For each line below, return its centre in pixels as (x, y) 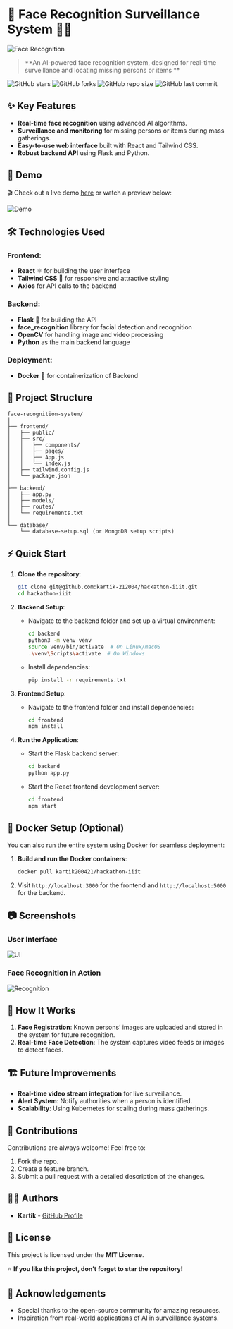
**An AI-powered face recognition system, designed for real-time (120, 62)
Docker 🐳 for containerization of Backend (78, 375)
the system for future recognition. (66, 1035)
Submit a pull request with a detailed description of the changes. (111, 1176)
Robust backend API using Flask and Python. (83, 153)
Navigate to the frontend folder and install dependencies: (111, 707)
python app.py (49, 773)
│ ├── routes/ (31, 506)
